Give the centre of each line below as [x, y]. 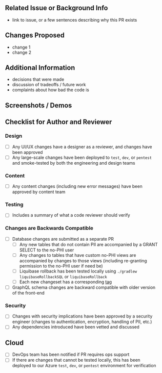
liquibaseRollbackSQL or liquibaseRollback [63, 276]
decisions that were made [38, 79]
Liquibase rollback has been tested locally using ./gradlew [78, 271]
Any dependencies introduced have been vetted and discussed [76, 327]
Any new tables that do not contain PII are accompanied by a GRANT [89, 244]
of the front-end [28, 293]
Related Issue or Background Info [57, 8]
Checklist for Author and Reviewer [59, 122]
